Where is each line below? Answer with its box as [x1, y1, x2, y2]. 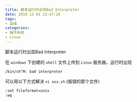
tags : [5, 16, 16, 21]
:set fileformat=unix [5, 88, 50, 93]
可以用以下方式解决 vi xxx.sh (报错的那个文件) [5, 78, 100, 84]
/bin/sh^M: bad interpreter [5, 69, 63, 74]
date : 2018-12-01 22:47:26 [5, 12, 61, 17]
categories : [5, 26, 30, 31]
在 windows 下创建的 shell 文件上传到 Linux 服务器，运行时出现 [5, 59, 132, 65]
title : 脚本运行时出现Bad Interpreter [5, 7, 80, 12]
